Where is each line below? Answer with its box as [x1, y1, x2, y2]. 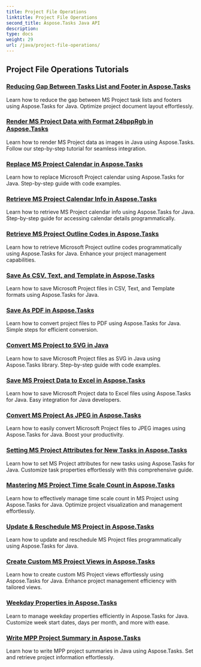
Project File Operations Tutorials [6, 64, 129, 75]
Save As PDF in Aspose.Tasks [6, 306, 95, 314]
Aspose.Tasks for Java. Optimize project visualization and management [6, 501, 182, 508]
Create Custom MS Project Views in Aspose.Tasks [6, 557, 156, 566]
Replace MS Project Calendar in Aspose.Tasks [6, 160, 144, 168]
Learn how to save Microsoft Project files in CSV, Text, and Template [6, 285, 175, 292]
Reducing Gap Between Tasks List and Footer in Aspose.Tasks [6, 82, 191, 91]
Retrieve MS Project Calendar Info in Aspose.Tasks [6, 195, 157, 203]
